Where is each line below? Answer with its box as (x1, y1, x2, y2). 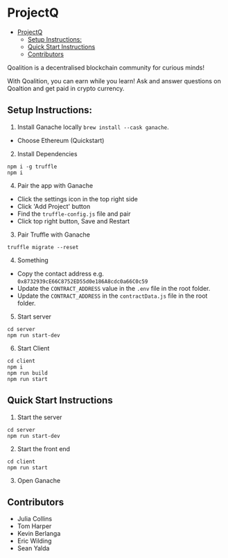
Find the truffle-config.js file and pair (17, 210, 131, 218)
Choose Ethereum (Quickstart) (17, 136, 105, 144)
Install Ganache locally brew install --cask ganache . (17, 123, 170, 131)
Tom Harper (17, 522, 52, 530)
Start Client (17, 344, 50, 352)
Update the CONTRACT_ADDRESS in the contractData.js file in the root (17, 291, 208, 300)
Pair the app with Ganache (17, 181, 94, 189)
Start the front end (17, 444, 71, 453)
